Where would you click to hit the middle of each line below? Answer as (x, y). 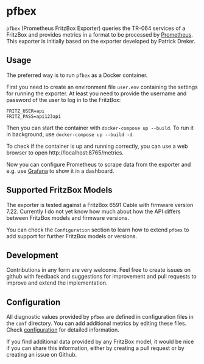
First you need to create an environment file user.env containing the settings (102, 87)
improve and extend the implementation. (57, 283)
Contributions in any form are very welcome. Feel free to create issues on (98, 270)
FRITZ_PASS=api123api (34, 116)
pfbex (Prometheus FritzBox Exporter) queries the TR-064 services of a (96, 28)
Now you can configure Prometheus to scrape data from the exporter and (99, 164)
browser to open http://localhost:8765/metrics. (65, 152)
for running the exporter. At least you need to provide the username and (97, 93)
